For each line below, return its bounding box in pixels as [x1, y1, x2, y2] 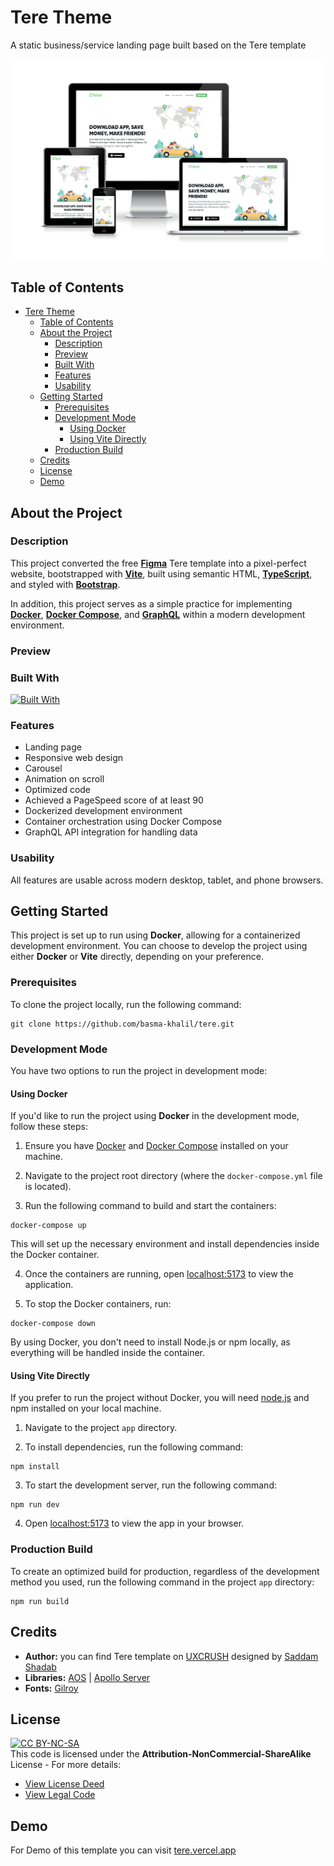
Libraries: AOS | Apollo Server [24, 1671, 151, 1683]
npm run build [10, 1596, 70, 1606]
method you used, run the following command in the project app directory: [10, 1576, 315, 1588]
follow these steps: [10, 1121, 88, 1133]
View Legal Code [24, 1789, 96, 1801]
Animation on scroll [24, 773, 105, 785]
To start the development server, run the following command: [24, 1479, 277, 1491]
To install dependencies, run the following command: [24, 1441, 244, 1453]
